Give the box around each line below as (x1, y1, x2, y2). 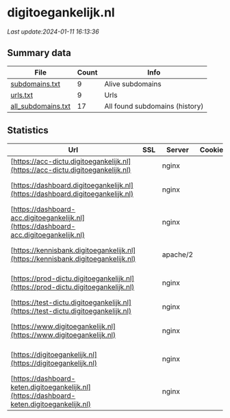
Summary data (7, 47, 72, 59)
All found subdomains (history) (104, 101, 204, 111)
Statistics (7, 125, 49, 136)
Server (166, 145, 190, 155)
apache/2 (162, 250, 194, 259)
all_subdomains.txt (10, 101, 71, 111)
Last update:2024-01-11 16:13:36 (7, 27, 99, 36)
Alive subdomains (104, 79, 162, 88)
